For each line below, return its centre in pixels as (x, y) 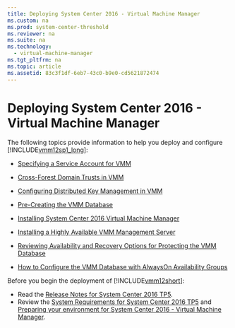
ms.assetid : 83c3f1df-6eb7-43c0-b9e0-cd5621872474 (83, 73)
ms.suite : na (26, 40)
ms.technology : (30, 47)
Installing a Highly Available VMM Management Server (96, 232)
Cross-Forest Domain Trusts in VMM (71, 177)
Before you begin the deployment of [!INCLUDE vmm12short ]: (96, 281)
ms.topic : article (34, 66)
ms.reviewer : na (31, 34)
